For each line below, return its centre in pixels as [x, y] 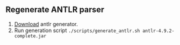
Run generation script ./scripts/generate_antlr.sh [77, 30]
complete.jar [30, 36]
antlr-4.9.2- [158, 31]
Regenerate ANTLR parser [55, 10]
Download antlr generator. [46, 24]
